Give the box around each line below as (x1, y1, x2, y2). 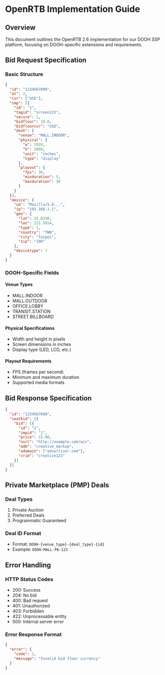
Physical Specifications (5, 325, 55, 331)
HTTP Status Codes (5, 576, 53, 583)
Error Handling (5, 561, 51, 569)
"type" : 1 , (18, 225, 41, 230)
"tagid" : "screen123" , (14, 110, 61, 115)
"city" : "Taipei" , (18, 234, 56, 239)
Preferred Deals (12, 512, 45, 518)
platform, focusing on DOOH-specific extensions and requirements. (5, 42, 143, 48)
